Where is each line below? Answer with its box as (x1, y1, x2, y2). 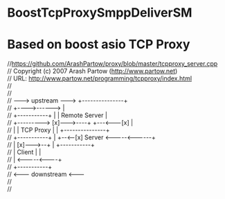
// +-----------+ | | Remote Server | (7, 111, 107, 119)
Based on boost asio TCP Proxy (7, 37, 190, 53)
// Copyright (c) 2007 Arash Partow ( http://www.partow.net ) (7, 67, 178, 76)
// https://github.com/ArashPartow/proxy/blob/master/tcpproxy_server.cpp (7, 60, 218, 68)
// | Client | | (7, 148, 42, 157)
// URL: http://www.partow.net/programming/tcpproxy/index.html (7, 74, 192, 83)
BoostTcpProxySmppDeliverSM (7, 5, 192, 21)
